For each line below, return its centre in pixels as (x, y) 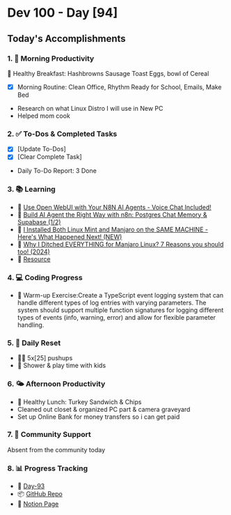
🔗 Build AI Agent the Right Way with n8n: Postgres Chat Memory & (112, 215)
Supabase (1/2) (39, 222)
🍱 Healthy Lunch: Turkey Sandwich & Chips (79, 401)
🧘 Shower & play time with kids (62, 366)
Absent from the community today (56, 449)
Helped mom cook (44, 116)
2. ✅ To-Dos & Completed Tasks (62, 134)
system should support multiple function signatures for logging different (120, 310)
